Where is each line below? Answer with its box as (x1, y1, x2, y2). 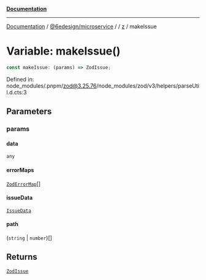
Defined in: (6, 75, 34, 83)
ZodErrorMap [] (6, 180, 41, 187)
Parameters (6, 107, 52, 117)
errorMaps (6, 166, 34, 173)
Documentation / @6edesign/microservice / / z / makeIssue (6, 23, 158, 30)
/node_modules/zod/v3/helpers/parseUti (96, 82, 199, 89)
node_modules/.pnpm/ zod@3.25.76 (6, 82, 97, 89)
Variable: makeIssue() (6, 44, 121, 58)
